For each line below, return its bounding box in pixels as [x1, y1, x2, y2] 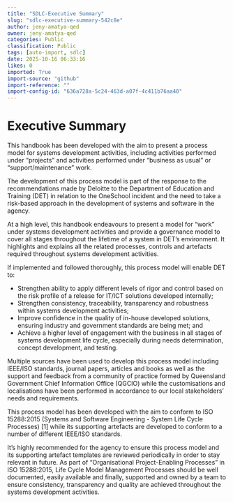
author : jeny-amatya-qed [7, 23, 80, 30]
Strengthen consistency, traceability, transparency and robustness [17, 299, 209, 308]
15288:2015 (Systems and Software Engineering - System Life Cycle [7, 415, 204, 423]
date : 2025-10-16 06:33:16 [7, 56, 86, 63]
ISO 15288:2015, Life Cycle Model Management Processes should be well [7, 465, 218, 474]
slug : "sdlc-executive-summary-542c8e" [7, 17, 123, 24]
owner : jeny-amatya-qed [7, 29, 77, 37]
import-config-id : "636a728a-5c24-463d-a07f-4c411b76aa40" [7, 88, 183, 95]
